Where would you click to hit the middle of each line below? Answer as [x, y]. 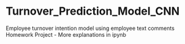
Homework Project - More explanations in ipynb [66, 34]
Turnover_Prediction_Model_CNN [93, 11]
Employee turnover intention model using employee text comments [90, 28]
